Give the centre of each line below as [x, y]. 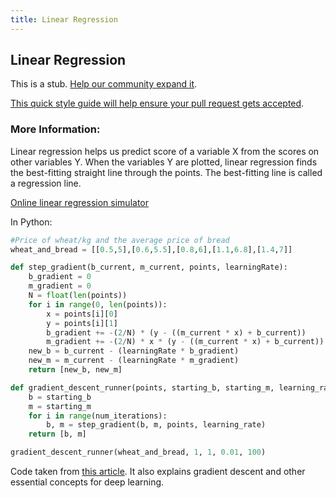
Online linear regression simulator [79, 202]
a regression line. [46, 183]
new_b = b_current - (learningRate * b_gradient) [134, 351]
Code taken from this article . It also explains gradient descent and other [158, 472]
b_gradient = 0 [60, 277]
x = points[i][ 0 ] [82, 314]
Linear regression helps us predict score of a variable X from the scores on [165, 151]
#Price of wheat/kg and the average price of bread [120, 240]
